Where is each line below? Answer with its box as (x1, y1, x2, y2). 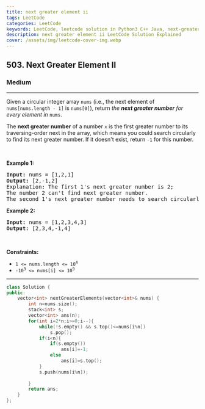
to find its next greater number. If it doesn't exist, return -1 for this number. (6, 136, 194, 143)
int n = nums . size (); (28, 301, 78, 307)
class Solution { (6, 284, 51, 290)
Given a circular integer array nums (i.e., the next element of (6, 98, 155, 105)
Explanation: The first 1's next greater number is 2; (6, 183, 174, 190)
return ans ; (28, 386, 59, 393)
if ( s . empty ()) (49, 341, 86, 347)
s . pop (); (49, 329, 72, 336)
